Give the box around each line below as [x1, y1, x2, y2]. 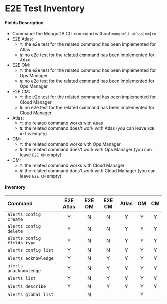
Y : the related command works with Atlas [19, 120, 103, 126]
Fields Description [5, 19, 44, 25]
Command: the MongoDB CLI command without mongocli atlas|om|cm [12, 31, 157, 37]
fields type [7, 240, 36, 245]
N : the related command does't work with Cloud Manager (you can [19, 168, 156, 174]
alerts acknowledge [7, 255, 54, 261]
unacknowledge [7, 268, 41, 273]
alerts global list [7, 291, 54, 297]
